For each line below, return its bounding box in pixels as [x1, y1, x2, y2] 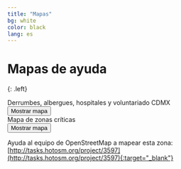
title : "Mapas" [7, 10, 53, 18]
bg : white [7, 17, 37, 24]
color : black [7, 24, 46, 31]
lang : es [7, 30, 33, 38]
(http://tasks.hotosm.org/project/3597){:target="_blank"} [7, 154, 174, 163]
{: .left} [7, 85, 28, 93]
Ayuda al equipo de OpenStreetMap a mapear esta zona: [7, 138, 173, 147]
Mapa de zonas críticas [7, 116, 76, 124]
